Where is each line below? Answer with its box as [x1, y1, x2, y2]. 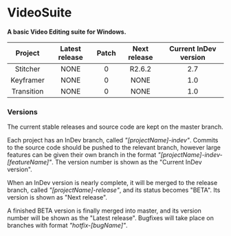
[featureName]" [7, 158, 52, 167]
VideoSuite [7, 5, 72, 21]
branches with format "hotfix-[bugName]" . [7, 222, 129, 230]
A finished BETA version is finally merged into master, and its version [7, 206, 201, 215]
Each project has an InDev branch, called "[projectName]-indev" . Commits [7, 136, 219, 144]
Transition [11, 86, 44, 96]
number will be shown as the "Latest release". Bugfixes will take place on [7, 214, 214, 222]
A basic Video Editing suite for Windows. [7, 28, 126, 36]
